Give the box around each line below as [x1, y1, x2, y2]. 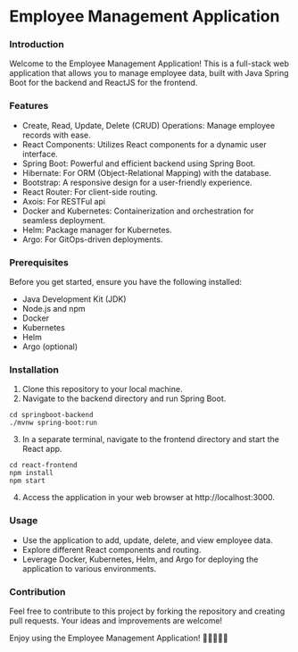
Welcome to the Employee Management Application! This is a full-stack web [9, 58, 290, 69]
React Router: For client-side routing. [21, 186, 158, 197]
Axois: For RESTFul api [21, 196, 105, 206]
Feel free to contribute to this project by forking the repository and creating [9, 606, 286, 616]
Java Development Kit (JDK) [21, 294, 127, 305]
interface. [21, 148, 58, 159]
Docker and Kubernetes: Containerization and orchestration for [21, 205, 254, 216]
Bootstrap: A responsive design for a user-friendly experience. [21, 177, 252, 188]
